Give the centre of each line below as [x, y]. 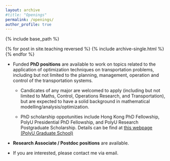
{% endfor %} [20, 54]
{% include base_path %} [32, 39]
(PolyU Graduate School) [47, 133]
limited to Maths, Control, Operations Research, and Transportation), [93, 96]
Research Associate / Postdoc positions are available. [71, 143]
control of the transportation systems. [53, 80]
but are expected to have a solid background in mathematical [85, 102]
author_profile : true [29, 24]
